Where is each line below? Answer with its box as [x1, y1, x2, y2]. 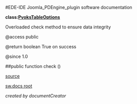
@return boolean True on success [5, 44, 77, 50]
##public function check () [5, 63, 61, 69]
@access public [5, 34, 39, 40]
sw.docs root [5, 83, 32, 89]
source [5, 73, 20, 79]
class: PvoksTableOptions [5, 14, 60, 20]
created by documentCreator [5, 93, 66, 98]
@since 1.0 [5, 53, 28, 59]
